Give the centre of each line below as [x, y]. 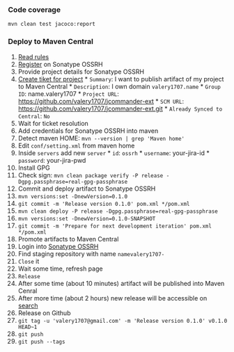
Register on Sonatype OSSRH [60, 64]
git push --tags [41, 342]
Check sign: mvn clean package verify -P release [91, 175]
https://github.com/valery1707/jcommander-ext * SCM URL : [101, 101]
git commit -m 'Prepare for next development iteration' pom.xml [115, 226]
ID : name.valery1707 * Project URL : [68, 94]
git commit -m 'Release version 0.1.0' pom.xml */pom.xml [104, 204]
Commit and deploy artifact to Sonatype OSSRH [87, 189]
